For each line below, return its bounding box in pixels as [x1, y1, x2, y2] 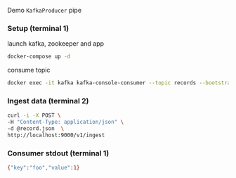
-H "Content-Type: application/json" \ [7, 119, 124, 126]
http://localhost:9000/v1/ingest [7, 132, 105, 139]
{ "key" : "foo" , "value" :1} [7, 165, 80, 172]
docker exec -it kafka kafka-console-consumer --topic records [7, 80, 197, 87]
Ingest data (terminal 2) [7, 96, 89, 106]
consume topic [7, 66, 51, 75]
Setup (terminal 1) [7, 23, 69, 33]
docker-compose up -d [7, 53, 71, 61]
